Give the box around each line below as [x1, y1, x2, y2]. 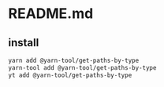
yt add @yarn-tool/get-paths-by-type [8, 71, 132, 79]
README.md [8, 5, 94, 23]
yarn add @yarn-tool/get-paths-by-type [8, 56, 140, 64]
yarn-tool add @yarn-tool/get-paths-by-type [8, 63, 157, 71]
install [8, 36, 39, 49]
